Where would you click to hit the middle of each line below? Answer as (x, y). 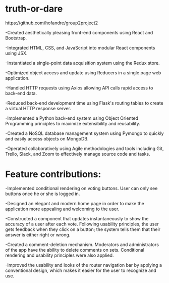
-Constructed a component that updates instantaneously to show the (77, 218)
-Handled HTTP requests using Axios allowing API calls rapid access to (79, 88)
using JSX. (16, 53)
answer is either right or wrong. (38, 234)
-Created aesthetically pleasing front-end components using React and (79, 32)
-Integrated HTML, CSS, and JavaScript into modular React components (80, 48)
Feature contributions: (53, 174)
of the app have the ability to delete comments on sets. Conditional (75, 250)
